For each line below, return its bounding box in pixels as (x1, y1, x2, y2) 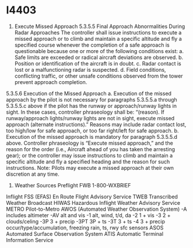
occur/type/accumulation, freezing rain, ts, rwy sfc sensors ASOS (6, 224, 164, 231)
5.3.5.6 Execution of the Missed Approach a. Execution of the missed (6, 90, 172, 97)
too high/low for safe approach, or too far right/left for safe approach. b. (6, 127, 179, 134)
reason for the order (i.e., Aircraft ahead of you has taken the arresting (6, 145, 176, 152)
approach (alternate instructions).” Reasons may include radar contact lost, (6, 121, 187, 128)
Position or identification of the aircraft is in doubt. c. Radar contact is (14, 60, 182, 67)
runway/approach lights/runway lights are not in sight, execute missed (6, 114, 175, 121)
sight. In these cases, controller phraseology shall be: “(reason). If (6, 109, 165, 116)
